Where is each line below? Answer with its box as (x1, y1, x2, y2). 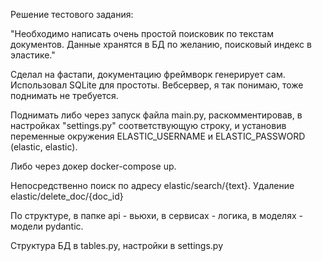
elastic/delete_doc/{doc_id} (10, 190, 124, 202)
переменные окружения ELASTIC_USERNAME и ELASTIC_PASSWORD (10, 130, 306, 142)
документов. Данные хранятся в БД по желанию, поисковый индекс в (10, 39, 312, 50)
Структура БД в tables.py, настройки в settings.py (10, 240, 223, 251)
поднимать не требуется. (10, 90, 119, 101)
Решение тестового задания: (10, 9, 134, 20)
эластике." (10, 49, 56, 61)
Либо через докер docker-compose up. (10, 160, 177, 172)
